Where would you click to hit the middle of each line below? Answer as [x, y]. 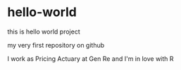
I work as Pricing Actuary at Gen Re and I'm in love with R [90, 58]
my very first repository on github [56, 45]
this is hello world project [44, 31]
